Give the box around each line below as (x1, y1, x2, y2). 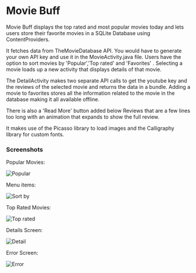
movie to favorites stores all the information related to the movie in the (6, 89, 175, 96)
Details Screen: (6, 227, 43, 234)
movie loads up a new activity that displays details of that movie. (6, 65, 162, 72)
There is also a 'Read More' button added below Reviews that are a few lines (6, 107, 191, 114)
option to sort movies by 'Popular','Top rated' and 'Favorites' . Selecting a (6, 60, 183, 67)
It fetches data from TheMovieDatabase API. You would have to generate (6, 47, 182, 54)
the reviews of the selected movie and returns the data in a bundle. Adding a (6, 83, 191, 90)
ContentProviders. (6, 36, 50, 43)
